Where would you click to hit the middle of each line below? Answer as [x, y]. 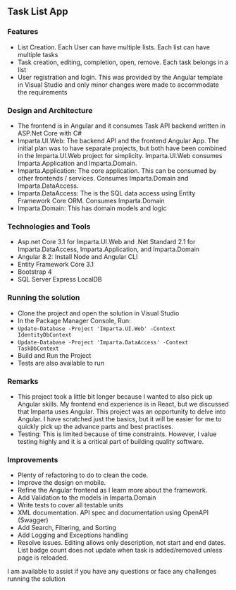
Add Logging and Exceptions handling [73, 535]
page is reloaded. [43, 558]
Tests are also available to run [61, 363]
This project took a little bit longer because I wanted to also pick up [115, 396]
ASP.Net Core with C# [50, 133]
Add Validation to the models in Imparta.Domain [87, 498]
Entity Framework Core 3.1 [55, 265]
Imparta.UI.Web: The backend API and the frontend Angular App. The [118, 140]
